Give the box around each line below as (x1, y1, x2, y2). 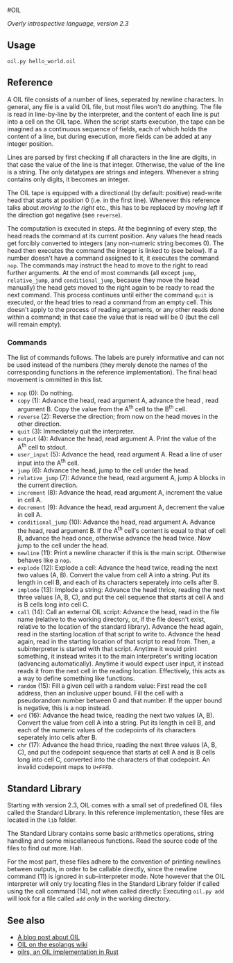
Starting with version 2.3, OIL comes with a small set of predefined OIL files (7, 801, 223, 809)
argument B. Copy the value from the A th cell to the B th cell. (17, 403, 187, 413)
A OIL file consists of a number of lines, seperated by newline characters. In (7, 95, 224, 104)
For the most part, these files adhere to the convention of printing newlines (7, 857, 221, 866)
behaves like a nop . (17, 556, 71, 564)
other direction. (17, 420, 62, 428)
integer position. (7, 139, 54, 148)
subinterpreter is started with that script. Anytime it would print (17, 644, 197, 652)
